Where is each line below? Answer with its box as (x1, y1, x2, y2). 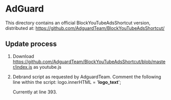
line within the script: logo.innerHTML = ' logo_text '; (12, 79, 121, 85)
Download (12, 53, 35, 59)
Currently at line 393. (12, 89, 58, 95)
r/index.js (12, 64, 33, 70)
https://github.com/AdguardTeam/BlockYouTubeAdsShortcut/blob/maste (12, 59, 166, 65)
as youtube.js (33, 64, 62, 70)
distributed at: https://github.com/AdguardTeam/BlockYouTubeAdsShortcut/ (5, 25, 165, 31)
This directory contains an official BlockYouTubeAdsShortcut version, (5, 20, 151, 26)
